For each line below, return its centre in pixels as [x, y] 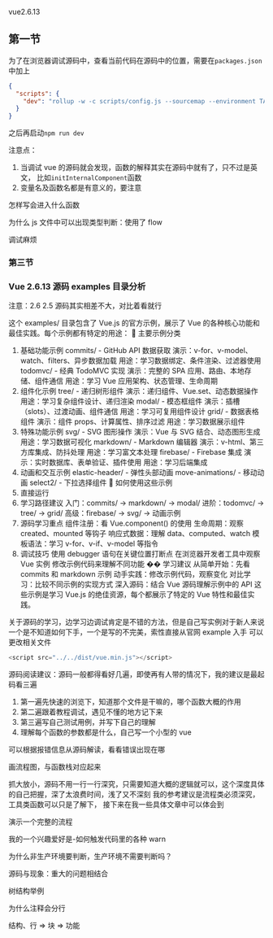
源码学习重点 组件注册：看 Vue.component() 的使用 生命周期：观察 [132, 523]
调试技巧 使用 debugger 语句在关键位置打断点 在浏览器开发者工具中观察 [140, 554]
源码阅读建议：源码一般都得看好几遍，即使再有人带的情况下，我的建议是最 [133, 674]
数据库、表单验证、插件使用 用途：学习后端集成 [128, 462]
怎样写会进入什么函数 [44, 205]
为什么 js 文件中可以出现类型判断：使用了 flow [85, 222]
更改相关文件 [30, 643]
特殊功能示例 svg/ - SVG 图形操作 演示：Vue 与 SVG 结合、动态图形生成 [140, 432]
